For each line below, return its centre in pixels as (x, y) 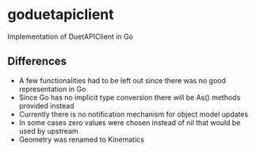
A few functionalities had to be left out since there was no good (122, 80)
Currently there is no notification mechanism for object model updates (134, 114)
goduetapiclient (61, 15)
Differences (37, 61)
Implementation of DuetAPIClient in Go (71, 36)
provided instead (46, 105)
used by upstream (48, 131)
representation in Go (52, 89)
